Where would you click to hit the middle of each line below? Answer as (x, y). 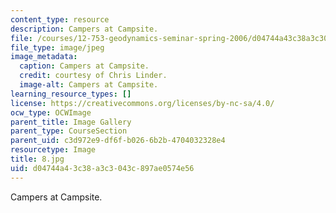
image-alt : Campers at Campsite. (89, 85)
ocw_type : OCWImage (51, 112)
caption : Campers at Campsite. (84, 66)
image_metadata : (44, 57)
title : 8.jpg (37, 159)
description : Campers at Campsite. (84, 29)
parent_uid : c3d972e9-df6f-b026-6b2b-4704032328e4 (118, 141)
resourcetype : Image (53, 150)
